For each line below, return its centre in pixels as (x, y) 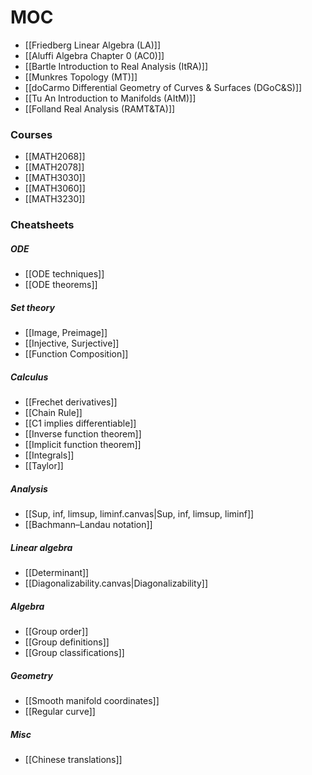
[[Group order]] (56, 631)
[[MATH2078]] (54, 167)
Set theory (32, 307)
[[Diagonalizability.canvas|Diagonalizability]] (116, 583)
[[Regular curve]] (60, 711)
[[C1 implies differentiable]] (80, 423)
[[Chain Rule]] (53, 413)
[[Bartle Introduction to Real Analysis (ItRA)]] (116, 66)
